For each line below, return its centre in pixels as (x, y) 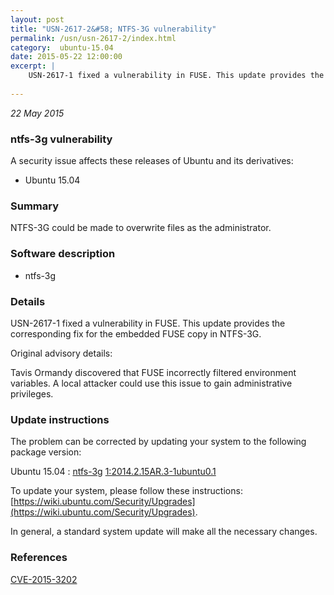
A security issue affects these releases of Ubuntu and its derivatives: (152, 161)
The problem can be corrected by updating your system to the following (158, 442)
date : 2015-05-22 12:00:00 (66, 57)
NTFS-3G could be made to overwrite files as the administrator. (141, 228)
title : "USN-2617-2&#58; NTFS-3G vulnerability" (113, 29)
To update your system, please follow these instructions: (126, 491)
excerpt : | (33, 66)
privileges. (32, 393)
